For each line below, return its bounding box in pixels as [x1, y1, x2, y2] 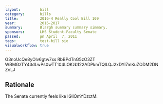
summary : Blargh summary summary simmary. [5, 25, 108, 30]
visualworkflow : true [5, 43, 49, 48]
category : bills [5, 12, 51, 16]
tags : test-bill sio [5, 39, 69, 44]
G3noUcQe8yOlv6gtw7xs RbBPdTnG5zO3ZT [5, 56, 96, 62]
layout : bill [5, 7, 49, 12]
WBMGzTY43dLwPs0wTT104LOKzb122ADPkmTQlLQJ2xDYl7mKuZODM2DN [5, 61, 159, 67]
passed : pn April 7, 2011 [5, 34, 77, 39]
